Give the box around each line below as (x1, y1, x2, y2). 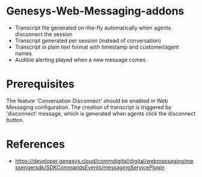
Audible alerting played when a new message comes (14, 56, 146, 63)
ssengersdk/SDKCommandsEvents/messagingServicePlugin (14, 164, 165, 171)
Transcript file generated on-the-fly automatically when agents (14, 24, 171, 31)
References (6, 137, 65, 151)
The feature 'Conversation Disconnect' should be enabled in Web (6, 97, 168, 104)
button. (6, 116, 24, 123)
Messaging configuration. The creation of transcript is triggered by (6, 104, 172, 111)
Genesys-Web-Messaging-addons (6, 4, 185, 18)
